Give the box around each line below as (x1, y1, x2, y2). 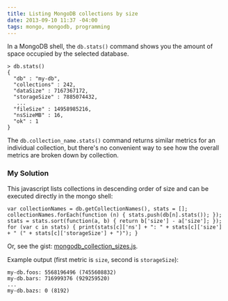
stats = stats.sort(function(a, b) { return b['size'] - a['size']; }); (7, 217, 222, 224)
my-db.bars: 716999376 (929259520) (7, 275, 111, 282)
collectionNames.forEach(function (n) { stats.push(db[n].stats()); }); (7, 211, 222, 218)
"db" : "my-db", (13, 75, 60, 82)
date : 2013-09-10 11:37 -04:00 (7, 17, 98, 24)
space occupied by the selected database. (7, 49, 129, 58)
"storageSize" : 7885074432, (13, 93, 98, 101)
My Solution (7, 169, 49, 178)
